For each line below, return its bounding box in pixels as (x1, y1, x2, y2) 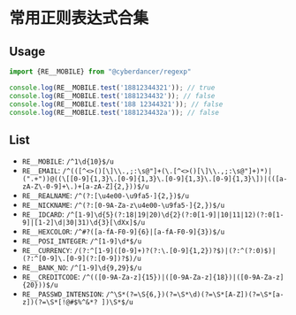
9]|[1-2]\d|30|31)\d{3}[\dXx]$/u (21, 219, 146, 227)
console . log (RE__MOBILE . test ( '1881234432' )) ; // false (9, 91, 216, 100)
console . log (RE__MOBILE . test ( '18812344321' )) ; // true (9, 83, 216, 92)
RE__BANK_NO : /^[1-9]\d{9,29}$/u (21, 262, 142, 273)
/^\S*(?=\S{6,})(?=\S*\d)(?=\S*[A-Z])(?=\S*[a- (105, 290, 285, 299)
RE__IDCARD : (21, 209, 65, 219)
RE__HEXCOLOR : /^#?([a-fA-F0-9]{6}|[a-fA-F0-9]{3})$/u (21, 227, 225, 237)
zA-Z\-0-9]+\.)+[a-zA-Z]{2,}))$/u (21, 182, 149, 191)
